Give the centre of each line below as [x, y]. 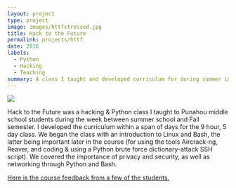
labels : [19, 53]
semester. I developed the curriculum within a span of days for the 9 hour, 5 [117, 127]
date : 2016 [23, 46]
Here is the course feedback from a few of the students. [88, 178]
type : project [28, 20]
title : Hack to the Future [47, 33]
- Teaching [29, 72]
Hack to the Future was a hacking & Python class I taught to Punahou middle [118, 112]
